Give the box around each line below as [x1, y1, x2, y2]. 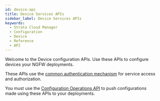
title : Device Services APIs [5, 12, 64, 16]
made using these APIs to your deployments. [5, 90, 95, 96]
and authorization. [5, 76, 42, 82]
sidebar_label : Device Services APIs [5, 16, 82, 21]
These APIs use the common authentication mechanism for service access [5, 71, 156, 76]
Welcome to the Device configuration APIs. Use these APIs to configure [5, 56, 149, 62]
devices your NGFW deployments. [5, 61, 74, 67]
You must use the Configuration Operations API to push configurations [5, 85, 147, 91]
